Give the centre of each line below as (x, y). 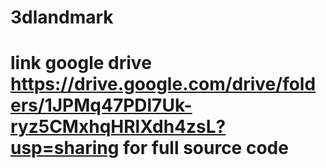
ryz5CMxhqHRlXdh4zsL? (118, 127)
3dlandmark (62, 17)
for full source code (206, 148)
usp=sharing (65, 148)
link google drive (81, 63)
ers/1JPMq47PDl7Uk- (101, 105)
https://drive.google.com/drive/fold (163, 84)
